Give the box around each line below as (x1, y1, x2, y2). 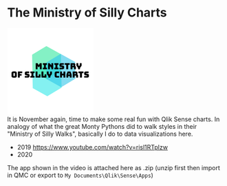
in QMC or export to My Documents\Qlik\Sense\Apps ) (7, 171, 153, 179)
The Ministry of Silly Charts (7, 5, 167, 21)
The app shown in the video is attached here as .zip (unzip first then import (7, 163, 220, 172)
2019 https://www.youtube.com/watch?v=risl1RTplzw (17, 143, 169, 151)
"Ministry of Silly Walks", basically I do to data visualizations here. (7, 130, 193, 138)
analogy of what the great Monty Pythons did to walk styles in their (7, 122, 197, 130)
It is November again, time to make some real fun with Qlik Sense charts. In (7, 115, 220, 123)
